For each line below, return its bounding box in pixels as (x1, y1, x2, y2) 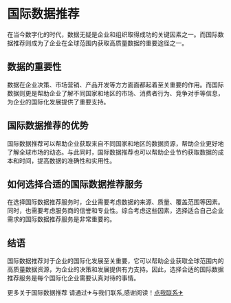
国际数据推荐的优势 (7, 120, 89, 131)
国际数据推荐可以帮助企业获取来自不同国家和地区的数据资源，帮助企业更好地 (7, 139, 224, 148)
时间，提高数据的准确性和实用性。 (19, 156, 115, 165)
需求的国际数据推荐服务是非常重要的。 (7, 215, 115, 223)
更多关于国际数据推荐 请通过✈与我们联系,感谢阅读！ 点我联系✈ (7, 289, 184, 297)
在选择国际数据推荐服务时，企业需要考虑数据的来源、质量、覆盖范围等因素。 (7, 198, 224, 206)
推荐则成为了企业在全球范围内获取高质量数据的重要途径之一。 (12, 38, 188, 47)
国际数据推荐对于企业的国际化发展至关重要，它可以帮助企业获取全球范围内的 (7, 257, 224, 265)
